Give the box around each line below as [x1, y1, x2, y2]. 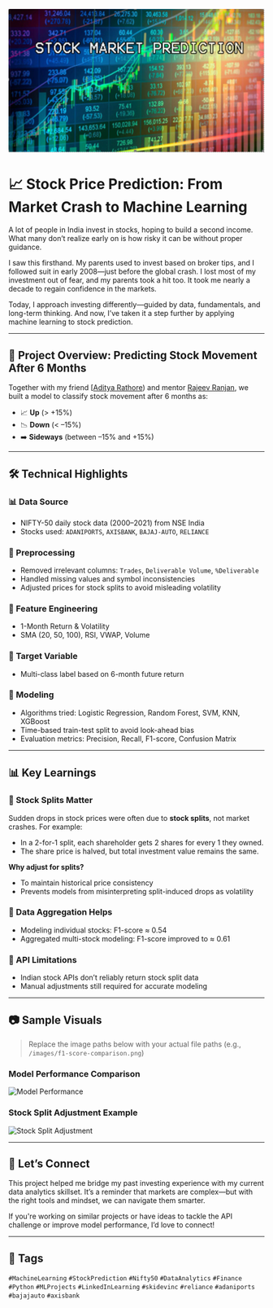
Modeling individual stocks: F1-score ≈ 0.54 [19, 925, 167, 935]
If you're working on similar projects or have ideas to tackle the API [8, 1211, 233, 1222]
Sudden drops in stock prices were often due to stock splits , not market [8, 813, 250, 823]
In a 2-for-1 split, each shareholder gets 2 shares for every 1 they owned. [19, 837, 264, 847]
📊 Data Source [8, 496, 69, 507]
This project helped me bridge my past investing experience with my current [8, 1179, 264, 1188]
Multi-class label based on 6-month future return [19, 669, 184, 678]
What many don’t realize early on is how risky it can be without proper [8, 234, 243, 244]
